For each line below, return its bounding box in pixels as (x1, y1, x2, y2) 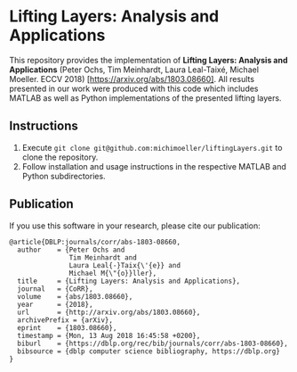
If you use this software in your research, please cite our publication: (9, 220, 261, 231)
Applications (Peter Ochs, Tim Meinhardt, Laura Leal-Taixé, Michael (9, 64, 260, 75)
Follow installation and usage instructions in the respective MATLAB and (21, 161, 287, 171)
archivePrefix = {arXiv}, (17, 315, 114, 325)
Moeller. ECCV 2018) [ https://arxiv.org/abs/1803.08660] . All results (9, 73, 255, 84)
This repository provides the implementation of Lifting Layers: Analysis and (9, 54, 288, 65)
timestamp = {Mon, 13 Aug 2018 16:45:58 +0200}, (17, 331, 201, 340)
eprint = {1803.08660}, (17, 323, 117, 332)
